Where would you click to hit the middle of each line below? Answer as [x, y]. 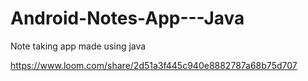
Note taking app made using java [78, 46]
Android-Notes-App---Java [127, 18]
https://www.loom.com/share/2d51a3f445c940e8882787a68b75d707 [154, 65]
